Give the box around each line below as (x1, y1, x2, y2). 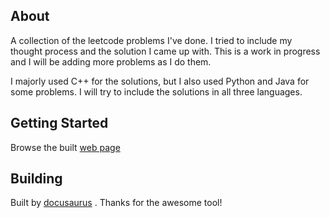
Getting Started (10, 115, 109, 132)
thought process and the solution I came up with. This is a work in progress (10, 45, 321, 57)
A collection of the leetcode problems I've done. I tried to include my (10, 34, 293, 46)
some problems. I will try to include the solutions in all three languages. (10, 85, 303, 98)
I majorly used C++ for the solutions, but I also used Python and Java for (10, 75, 310, 87)
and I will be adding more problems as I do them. (10, 55, 212, 68)
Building (10, 170, 63, 188)
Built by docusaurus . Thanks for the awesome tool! (10, 197, 223, 209)
